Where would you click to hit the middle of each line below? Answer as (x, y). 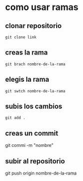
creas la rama (27, 52)
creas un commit (32, 133)
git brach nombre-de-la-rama (35, 64)
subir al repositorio (35, 161)
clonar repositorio (34, 26)
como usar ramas (42, 7)
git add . (15, 118)
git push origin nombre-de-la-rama (41, 173)
